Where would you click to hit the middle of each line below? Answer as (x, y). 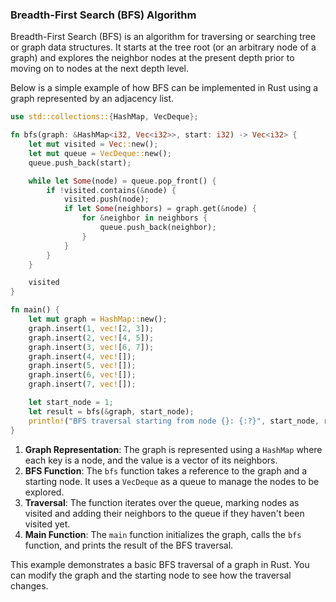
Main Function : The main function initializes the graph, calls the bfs (163, 534)
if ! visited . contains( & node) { (111, 190)
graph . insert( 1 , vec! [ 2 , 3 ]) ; (91, 328)
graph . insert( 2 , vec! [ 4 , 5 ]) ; (91, 338)
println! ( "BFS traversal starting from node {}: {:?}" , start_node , (174, 421)
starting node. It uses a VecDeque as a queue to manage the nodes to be (172, 481)
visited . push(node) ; (106, 199)
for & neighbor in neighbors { (144, 218)
